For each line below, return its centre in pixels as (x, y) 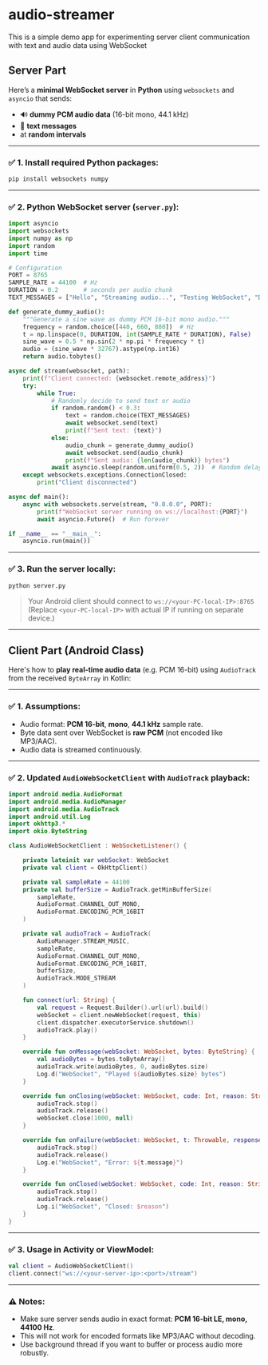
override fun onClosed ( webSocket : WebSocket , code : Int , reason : (134, 1184)
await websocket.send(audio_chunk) (124, 453)
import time (28, 253)
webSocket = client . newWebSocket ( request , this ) (119, 1015)
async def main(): (39, 497)
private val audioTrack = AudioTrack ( (87, 934)
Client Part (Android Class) (76, 651)
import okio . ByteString (48, 832)
